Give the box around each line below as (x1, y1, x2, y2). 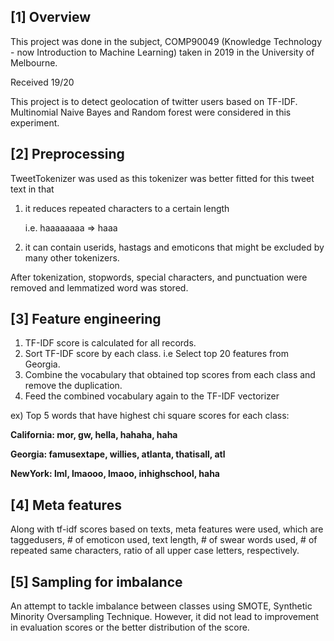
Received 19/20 (10, 76, 75, 88)
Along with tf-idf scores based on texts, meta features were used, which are (10, 523, 324, 535)
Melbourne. (10, 56, 58, 69)
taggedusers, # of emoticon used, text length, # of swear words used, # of (10, 534, 318, 546)
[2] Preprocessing (10, 146, 125, 163)
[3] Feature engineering (10, 311, 162, 328)
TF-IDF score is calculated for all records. (24, 337, 197, 349)
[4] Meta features (10, 496, 122, 514)
